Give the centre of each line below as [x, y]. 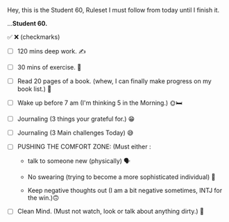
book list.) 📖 [34, 89]
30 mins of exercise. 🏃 [49, 67]
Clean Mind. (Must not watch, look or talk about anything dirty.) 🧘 [111, 212]
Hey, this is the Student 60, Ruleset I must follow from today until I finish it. [113, 10]
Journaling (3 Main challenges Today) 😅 [75, 133]
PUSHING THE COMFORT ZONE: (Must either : [84, 147]
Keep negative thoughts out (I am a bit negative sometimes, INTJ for [125, 191]
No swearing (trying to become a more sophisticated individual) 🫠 [121, 177]
